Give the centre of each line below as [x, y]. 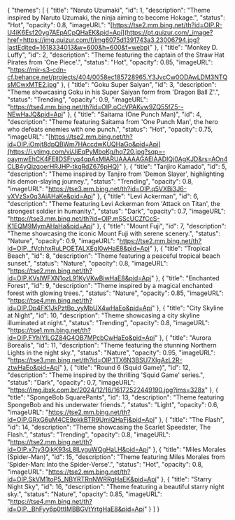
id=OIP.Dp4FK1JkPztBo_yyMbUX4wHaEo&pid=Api [80, 308]
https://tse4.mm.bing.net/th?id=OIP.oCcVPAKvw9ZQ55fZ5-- [97, 107]
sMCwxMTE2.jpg [32, 84]
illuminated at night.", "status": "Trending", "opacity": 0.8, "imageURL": [108, 323]
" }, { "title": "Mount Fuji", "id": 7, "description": [159, 226]
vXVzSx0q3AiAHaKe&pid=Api [50, 196]
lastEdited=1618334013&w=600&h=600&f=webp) [79, 47]
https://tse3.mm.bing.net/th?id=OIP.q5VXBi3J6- [117, 189]
